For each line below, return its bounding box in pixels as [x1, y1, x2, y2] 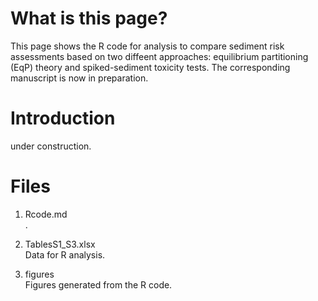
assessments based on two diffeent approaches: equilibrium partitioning [10, 50, 309, 62]
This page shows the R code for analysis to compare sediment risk [10, 40, 285, 52]
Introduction [10, 107, 116, 130]
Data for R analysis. [24, 248, 106, 261]
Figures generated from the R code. [24, 278, 173, 291]
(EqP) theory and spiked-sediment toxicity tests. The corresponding [10, 61, 291, 73]
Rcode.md [24, 208, 68, 220]
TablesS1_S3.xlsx [24, 238, 96, 250]
